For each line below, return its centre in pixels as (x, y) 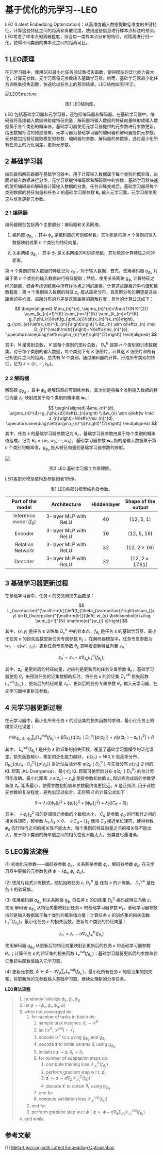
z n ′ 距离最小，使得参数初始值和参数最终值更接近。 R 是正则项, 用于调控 (85, 785)
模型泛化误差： (20, 726)
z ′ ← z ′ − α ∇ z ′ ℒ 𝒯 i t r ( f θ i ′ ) (68, 1078)
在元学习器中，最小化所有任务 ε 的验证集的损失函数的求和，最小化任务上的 (80, 720)
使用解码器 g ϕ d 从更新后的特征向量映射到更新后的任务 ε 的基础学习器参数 (78, 946)
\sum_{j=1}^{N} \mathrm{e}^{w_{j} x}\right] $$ (81, 621)
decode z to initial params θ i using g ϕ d (77, 1045)
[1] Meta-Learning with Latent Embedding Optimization (60, 1147)
